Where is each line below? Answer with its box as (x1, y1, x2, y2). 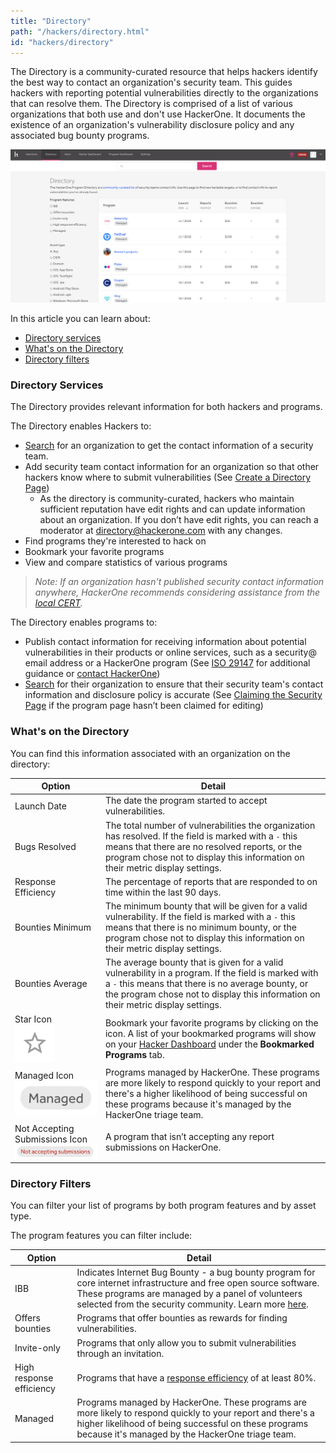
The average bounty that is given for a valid (104, 956, 284, 969)
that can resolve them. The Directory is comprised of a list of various (10, 98, 293, 110)
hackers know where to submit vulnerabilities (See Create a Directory (24, 471, 312, 484)
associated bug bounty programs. (10, 130, 150, 142)
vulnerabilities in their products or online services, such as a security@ (24, 646, 317, 659)
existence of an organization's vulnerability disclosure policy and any (10, 119, 295, 131)
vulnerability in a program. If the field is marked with (104, 967, 319, 979)
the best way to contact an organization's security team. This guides (10, 76, 293, 89)
